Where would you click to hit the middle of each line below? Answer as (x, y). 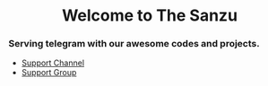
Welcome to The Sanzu (150, 16)
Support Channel (53, 63)
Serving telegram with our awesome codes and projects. (134, 44)
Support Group (49, 73)
